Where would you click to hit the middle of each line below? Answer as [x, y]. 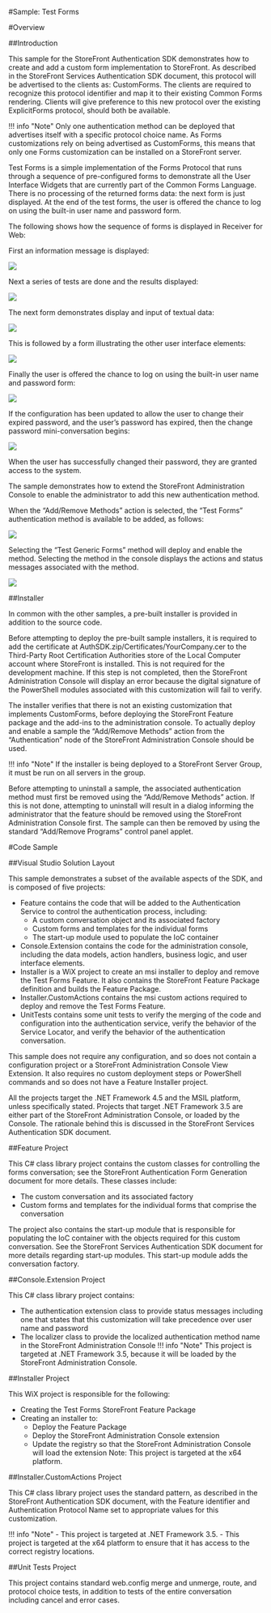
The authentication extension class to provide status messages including [141, 1311]
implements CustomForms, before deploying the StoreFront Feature [121, 714]
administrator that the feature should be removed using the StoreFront [125, 814]
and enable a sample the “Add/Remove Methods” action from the [116, 731]
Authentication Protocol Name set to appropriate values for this [114, 1510]
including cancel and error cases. [64, 1600]
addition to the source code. [55, 622]
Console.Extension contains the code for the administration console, [134, 946]
